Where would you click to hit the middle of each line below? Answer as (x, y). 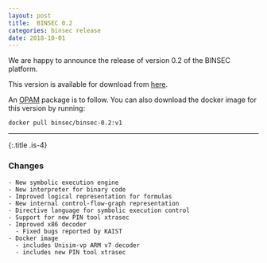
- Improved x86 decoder (48, 224)
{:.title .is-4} (28, 145)
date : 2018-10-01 (37, 38)
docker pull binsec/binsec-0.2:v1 (66, 123)
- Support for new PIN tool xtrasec (69, 217)
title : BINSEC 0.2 (41, 23)
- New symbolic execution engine (64, 183)
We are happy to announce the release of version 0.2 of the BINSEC (119, 61)
